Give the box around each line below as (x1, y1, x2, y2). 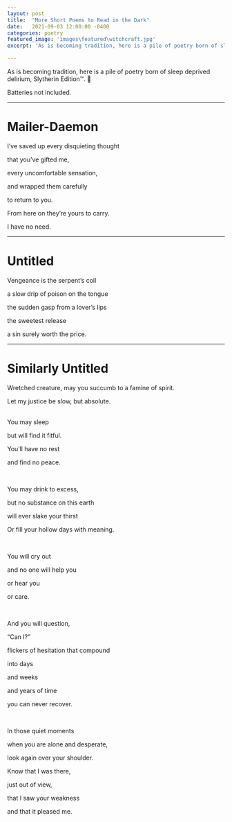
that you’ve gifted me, (7, 155, 70, 164)
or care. (7, 592, 30, 600)
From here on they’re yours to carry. (7, 209, 110, 217)
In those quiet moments (7, 726, 75, 735)
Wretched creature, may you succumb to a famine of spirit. (7, 383, 175, 392)
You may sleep (7, 417, 50, 426)
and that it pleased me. (7, 807, 72, 815)
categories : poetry (7, 29, 64, 37)
